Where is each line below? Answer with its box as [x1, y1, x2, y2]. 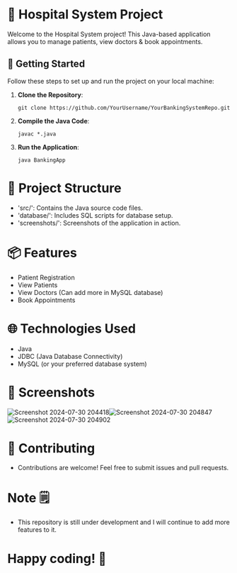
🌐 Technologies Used [7, 321, 137, 336]
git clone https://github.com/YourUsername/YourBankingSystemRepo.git [17, 104, 231, 111]
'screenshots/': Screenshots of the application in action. [17, 218, 181, 227]
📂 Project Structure [7, 180, 122, 196]
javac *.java [17, 130, 57, 138]
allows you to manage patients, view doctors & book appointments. [7, 37, 203, 45]
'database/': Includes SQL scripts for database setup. [17, 211, 173, 219]
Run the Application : [17, 143, 79, 151]
